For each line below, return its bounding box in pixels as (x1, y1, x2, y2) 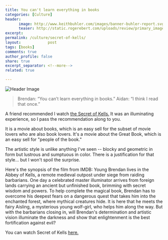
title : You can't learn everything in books (5, 7, 99, 13)
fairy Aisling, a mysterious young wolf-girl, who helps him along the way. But (5, 204, 163, 209)
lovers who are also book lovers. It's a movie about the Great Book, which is (5, 131, 161, 137)
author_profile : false (5, 54, 52, 59)
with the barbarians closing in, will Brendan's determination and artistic (5, 209, 151, 215)
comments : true (5, 49, 37, 54)
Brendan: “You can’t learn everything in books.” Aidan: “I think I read (17, 96, 158, 102)
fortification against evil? (5, 220, 56, 225)
